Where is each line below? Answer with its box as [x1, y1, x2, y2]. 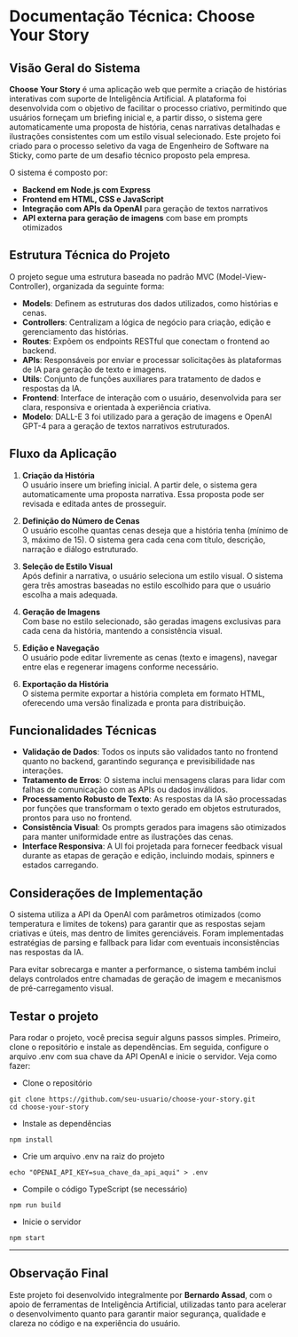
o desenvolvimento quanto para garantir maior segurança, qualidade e [9, 1308, 266, 1319]
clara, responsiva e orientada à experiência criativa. [21, 401, 211, 412]
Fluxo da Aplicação [9, 447, 117, 462]
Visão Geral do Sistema [9, 60, 141, 75]
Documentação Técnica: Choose [9, 6, 255, 27]
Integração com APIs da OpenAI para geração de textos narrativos [21, 203, 269, 214]
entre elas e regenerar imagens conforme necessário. [21, 661, 219, 672]
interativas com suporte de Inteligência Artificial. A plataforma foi [9, 93, 247, 104]
